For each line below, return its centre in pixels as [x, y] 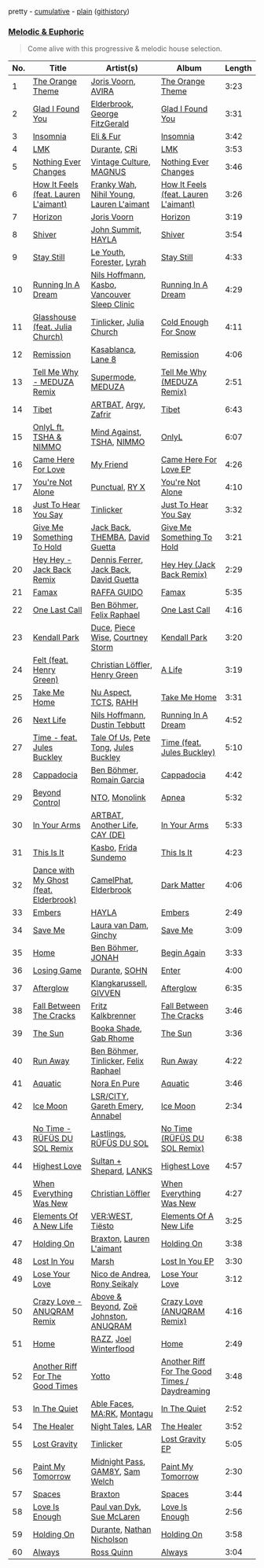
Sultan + [106, 1161]
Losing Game [57, 971]
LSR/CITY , [110, 1096]
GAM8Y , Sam [115, 1471]
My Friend [109, 465]
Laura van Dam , [120, 925]
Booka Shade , [117, 1029]
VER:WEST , [112, 1216]
